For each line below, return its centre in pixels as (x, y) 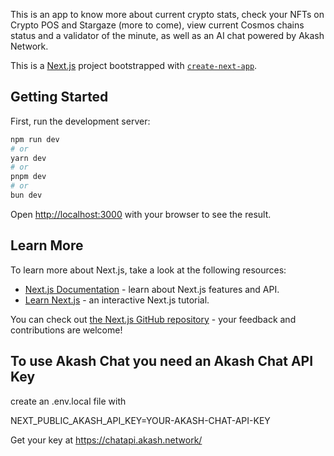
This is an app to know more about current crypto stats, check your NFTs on (167, 14)
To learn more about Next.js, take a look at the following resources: (148, 270)
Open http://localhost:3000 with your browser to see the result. (141, 214)
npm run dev (35, 139)
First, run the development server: (80, 121)
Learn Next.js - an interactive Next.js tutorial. (117, 300)
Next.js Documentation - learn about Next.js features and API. (152, 289)
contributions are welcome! (66, 330)
